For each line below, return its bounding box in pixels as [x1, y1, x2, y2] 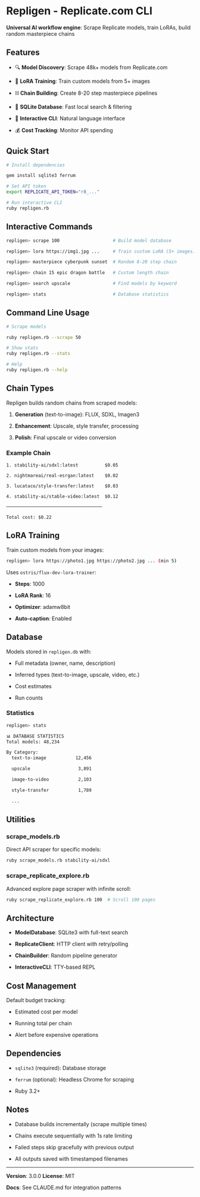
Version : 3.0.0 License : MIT [6, 1172, 76, 1179]
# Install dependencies [6, 162, 65, 168]
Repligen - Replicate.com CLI [6, 4, 153, 18]
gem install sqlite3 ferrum [6, 173, 76, 179]
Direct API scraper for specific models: [6, 846, 101, 853]
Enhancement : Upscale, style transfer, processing [14, 422, 139, 430]
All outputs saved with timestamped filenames [14, 1155, 128, 1162]
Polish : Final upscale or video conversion [14, 434, 117, 441]
